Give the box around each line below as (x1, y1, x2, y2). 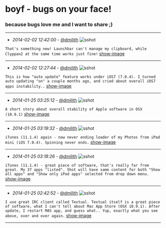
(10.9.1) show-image (5, 111, 50, 117)
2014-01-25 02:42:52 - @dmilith (12, 190, 78, 196)
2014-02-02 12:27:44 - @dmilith (12, 65, 78, 71)
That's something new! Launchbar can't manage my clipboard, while (5, 46, 147, 51)
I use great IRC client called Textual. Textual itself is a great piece (5, 200, 161, 205)
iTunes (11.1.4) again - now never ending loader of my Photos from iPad (5, 135, 161, 140)
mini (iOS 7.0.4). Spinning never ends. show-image (5, 139, 116, 145)
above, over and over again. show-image (5, 213, 92, 219)
